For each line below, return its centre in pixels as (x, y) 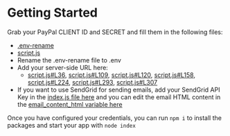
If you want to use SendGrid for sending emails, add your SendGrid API (118, 90)
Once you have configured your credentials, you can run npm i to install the (114, 118)
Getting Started (53, 13)
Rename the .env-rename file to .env (69, 60)
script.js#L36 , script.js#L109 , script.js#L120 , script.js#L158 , (112, 75)
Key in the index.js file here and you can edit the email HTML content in (119, 97)
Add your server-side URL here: (63, 67)
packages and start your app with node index (72, 125)
